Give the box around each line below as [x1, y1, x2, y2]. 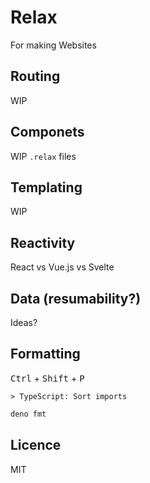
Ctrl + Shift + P [10, 372, 85, 384]
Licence [10, 437, 62, 454]
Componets [10, 124, 85, 141]
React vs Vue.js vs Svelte [10, 261, 115, 273]
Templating [10, 179, 83, 196]
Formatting [10, 346, 81, 363]
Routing [10, 68, 61, 85]
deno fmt [10, 409, 47, 419]
